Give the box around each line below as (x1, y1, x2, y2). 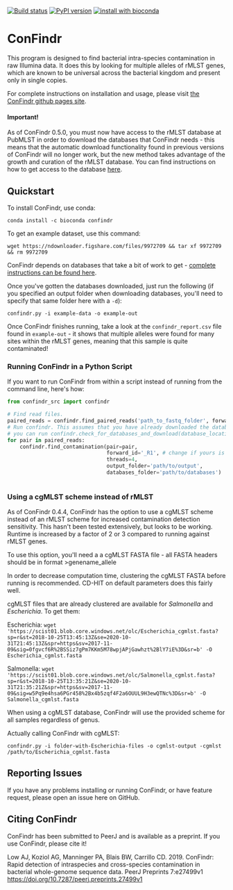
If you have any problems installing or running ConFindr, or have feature (7, 786, 213, 794)
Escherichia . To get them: (7, 607, 81, 616)
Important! (7, 113, 39, 121)
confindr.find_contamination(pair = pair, (19, 443, 138, 450)
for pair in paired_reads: (7, 436, 85, 444)
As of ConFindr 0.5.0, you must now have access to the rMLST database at (7, 129, 222, 137)
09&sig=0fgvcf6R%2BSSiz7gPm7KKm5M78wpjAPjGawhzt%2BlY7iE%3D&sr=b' (7, 646, 203, 653)
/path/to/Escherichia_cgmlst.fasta (7, 749, 110, 756)
